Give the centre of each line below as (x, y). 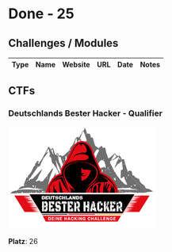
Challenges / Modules (63, 43)
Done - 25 (41, 14)
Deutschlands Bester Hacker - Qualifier (85, 113)
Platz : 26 (23, 242)
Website (76, 64)
